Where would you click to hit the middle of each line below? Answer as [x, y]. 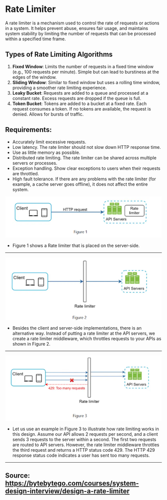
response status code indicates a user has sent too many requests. [81, 455]
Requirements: [29, 130]
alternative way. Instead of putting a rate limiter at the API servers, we [83, 333]
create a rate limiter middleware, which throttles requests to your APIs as [87, 339]
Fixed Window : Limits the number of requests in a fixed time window [83, 66]
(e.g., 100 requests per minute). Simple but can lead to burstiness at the [86, 72]
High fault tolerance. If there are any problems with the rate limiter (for [84, 179]
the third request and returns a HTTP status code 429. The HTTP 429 [83, 450]
